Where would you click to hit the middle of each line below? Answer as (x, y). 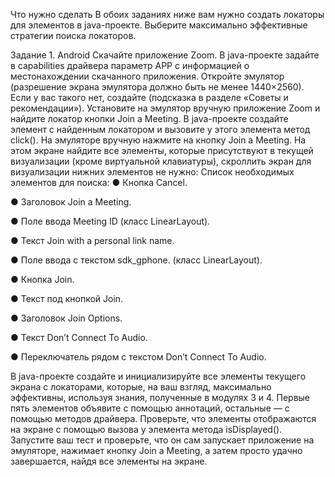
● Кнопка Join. (42, 279)
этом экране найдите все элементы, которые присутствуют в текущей (162, 150)
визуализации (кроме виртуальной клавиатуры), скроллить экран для (161, 161)
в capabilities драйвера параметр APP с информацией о (130, 65)
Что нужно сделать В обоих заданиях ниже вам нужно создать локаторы (167, 14)
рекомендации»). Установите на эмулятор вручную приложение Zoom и (165, 108)
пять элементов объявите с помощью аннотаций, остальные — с (150, 408)
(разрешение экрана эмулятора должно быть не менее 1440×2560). (157, 87)
